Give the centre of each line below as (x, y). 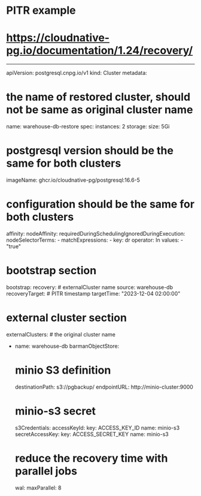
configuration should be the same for (100, 204)
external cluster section (67, 318)
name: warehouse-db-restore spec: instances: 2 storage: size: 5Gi (88, 127)
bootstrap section (51, 271)
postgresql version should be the (90, 151)
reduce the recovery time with (91, 458)
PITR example (41, 10)
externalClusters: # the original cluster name (61, 334)
